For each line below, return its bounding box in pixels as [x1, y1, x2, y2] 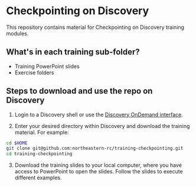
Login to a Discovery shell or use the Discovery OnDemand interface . [14, 111, 183, 118]
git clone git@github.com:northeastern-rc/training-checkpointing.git [6, 146, 184, 152]
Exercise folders [14, 69, 54, 76]
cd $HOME [6, 140, 28, 146]
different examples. [14, 174, 62, 181]
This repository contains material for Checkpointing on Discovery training [6, 24, 185, 31]
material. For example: [14, 129, 69, 136]
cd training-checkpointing [6, 151, 73, 157]
